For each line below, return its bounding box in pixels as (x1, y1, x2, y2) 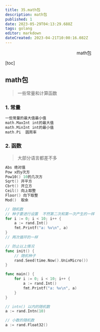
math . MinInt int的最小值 (5, 125, 54, 130)
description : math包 (5, 12, 47, 17)
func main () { (5, 272, 35, 277)
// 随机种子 (14, 253, 36, 258)
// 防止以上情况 (5, 243, 34, 249)
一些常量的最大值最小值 (5, 115, 46, 121)
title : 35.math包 (5, 7, 41, 13)
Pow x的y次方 (5, 170, 30, 175)
